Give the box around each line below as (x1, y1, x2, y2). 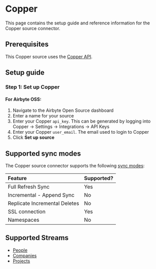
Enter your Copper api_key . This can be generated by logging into (12, 118, 151, 125)
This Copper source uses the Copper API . (5, 53, 93, 59)
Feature (8, 175, 27, 182)
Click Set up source (12, 134, 55, 140)
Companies (12, 252, 37, 258)
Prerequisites (5, 40, 49, 49)
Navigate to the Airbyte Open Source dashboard (12, 107, 114, 113)
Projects (12, 258, 30, 264)
